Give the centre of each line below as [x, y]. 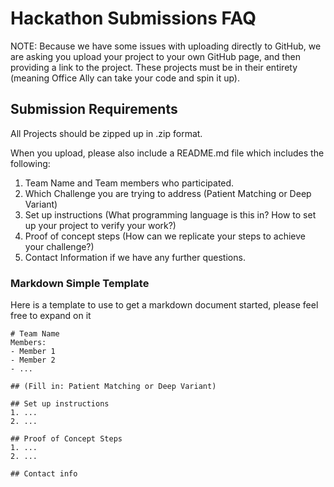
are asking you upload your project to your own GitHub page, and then [155, 56]
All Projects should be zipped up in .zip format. [106, 133]
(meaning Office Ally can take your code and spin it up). [125, 78]
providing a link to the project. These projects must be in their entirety [154, 67]
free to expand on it [51, 316]
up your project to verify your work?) [100, 225]
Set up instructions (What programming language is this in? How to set [170, 214]
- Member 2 [33, 360]
